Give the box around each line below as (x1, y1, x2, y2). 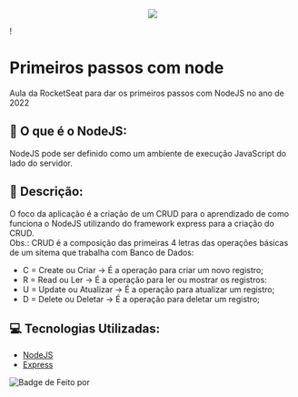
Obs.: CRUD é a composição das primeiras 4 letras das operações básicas (9, 237, 289, 248)
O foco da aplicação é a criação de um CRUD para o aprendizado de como (9, 208, 289, 219)
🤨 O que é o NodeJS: (9, 124, 127, 139)
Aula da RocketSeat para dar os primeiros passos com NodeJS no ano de (9, 87, 284, 98)
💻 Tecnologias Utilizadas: (9, 321, 161, 336)
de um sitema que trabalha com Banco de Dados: (9, 247, 194, 258)
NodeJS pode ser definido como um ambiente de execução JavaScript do (9, 148, 287, 158)
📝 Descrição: (9, 184, 84, 199)
